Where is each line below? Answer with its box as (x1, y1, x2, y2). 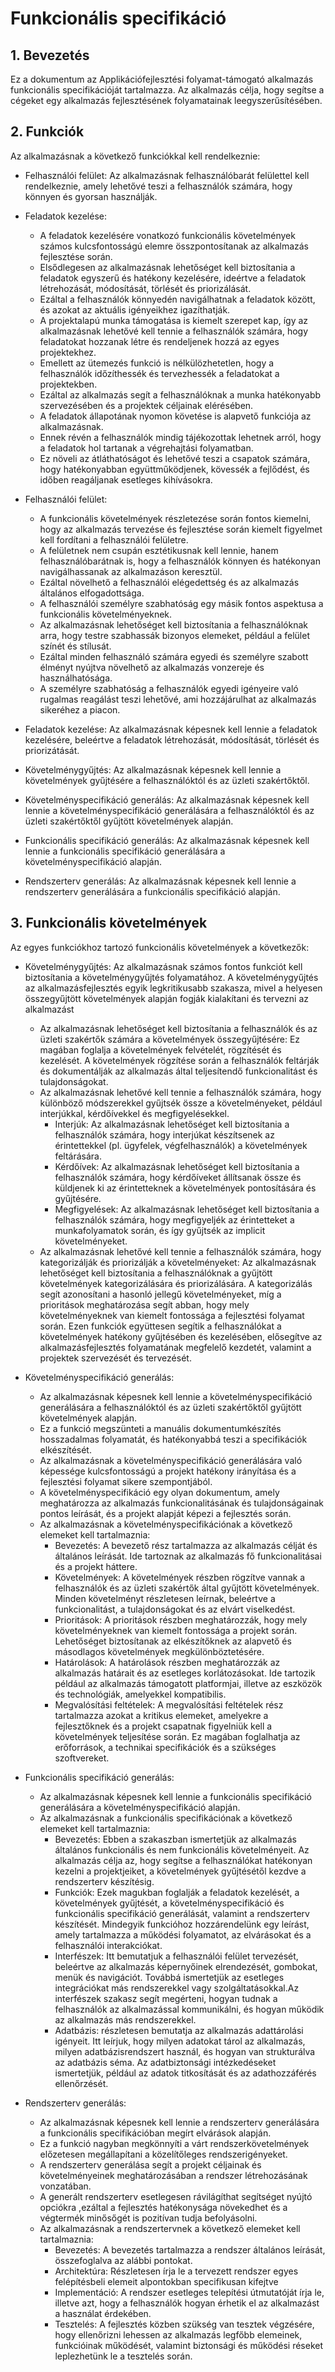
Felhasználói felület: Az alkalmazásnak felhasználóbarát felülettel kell (24, 169, 310, 181)
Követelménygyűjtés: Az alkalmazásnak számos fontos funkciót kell (24, 960, 303, 972)
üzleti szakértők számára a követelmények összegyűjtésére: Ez (39, 1033, 301, 1045)
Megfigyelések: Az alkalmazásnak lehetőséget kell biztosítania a (54, 1203, 320, 1215)
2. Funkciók (10, 123, 85, 141)
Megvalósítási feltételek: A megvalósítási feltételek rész (54, 1698, 284, 1711)
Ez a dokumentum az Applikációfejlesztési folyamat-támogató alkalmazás (10, 73, 314, 85)
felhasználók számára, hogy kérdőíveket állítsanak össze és (54, 1171, 302, 1183)
